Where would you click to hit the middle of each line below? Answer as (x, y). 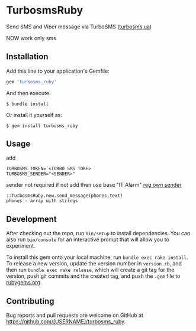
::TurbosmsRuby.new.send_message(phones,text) (65, 196)
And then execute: (28, 93)
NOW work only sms (31, 38)
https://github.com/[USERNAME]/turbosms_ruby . (66, 322)
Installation (27, 57)
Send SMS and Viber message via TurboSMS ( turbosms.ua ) (79, 27)
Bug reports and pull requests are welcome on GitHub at (75, 315)
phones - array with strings (42, 201)
